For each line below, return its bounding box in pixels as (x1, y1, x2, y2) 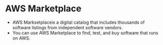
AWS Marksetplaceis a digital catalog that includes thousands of (12, 19, 145, 25)
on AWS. (12, 35, 31, 41)
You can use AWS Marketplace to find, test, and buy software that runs (12, 30, 159, 36)
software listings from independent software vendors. (12, 24, 123, 30)
